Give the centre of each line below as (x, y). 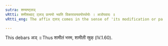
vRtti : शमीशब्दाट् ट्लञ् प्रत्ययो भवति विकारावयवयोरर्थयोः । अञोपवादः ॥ (60, 14)
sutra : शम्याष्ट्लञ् (21, 10)
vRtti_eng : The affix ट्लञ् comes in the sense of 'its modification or (81, 19)
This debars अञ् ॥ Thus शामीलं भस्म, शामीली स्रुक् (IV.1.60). (59, 37)
